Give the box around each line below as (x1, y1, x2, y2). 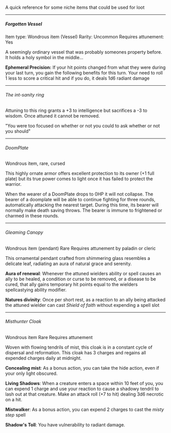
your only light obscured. (5, 370, 58, 376)
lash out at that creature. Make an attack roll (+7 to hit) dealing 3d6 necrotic (5, 391, 164, 397)
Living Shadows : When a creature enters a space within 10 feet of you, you (5, 380, 164, 386)
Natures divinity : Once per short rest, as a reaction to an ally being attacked (5, 296, 165, 303)
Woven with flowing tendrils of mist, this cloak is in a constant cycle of (5, 344, 153, 350)
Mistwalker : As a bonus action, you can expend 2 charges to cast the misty (5, 406, 164, 413)
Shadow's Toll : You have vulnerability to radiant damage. (5, 421, 126, 428)
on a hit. (5, 396, 22, 402)
